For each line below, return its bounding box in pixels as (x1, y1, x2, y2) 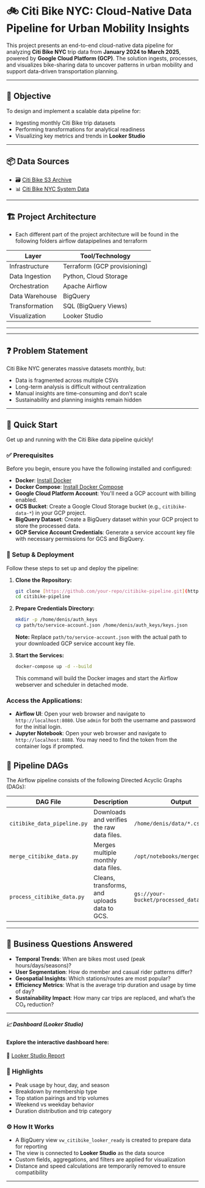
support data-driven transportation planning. (6, 67, 119, 75)
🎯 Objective (6, 91, 51, 101)
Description (93, 798, 129, 806)
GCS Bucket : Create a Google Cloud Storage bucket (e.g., (15, 503, 161, 510)
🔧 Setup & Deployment (6, 551, 74, 559)
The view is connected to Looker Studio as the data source (15, 1149, 165, 1157)
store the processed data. (15, 522, 81, 530)
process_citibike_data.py (9, 893, 85, 901)
